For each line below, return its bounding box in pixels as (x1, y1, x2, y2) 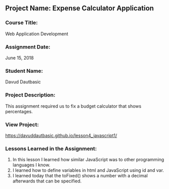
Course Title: (5, 19, 38, 26)
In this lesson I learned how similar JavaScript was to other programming (12, 157, 164, 163)
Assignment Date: (5, 43, 50, 50)
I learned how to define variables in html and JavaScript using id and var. (12, 167, 164, 173)
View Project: (5, 121, 39, 128)
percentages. (5, 108, 33, 114)
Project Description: (5, 91, 55, 99)
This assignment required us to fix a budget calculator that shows (5, 103, 142, 109)
